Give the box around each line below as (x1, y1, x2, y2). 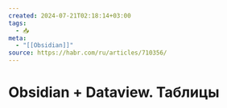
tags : (8, 19, 27, 27)
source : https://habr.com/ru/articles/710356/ (8, 49, 167, 57)
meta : (8, 34, 27, 42)
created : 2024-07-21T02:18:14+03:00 (8, 11, 131, 20)
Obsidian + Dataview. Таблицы (8, 83, 220, 102)
